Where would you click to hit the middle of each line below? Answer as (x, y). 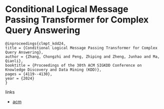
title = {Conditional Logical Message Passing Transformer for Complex (81, 48)
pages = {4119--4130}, (29, 74)
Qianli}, (14, 61)
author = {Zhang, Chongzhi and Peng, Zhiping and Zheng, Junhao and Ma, (82, 56)
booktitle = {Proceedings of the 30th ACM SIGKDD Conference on (73, 65)
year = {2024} (20, 78)
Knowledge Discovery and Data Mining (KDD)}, (53, 70)
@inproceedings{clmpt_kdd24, (35, 43)
